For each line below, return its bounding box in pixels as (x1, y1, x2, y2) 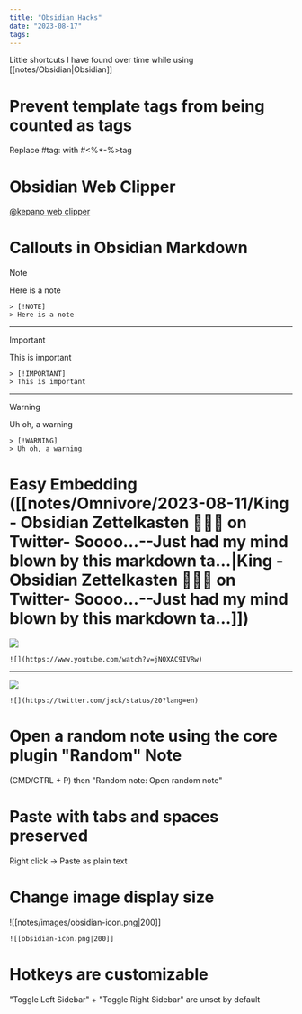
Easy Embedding (9, 474, 138, 495)
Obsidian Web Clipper (9, 177, 176, 196)
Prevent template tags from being (9, 96, 265, 116)
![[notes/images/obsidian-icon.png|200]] (9, 917, 162, 927)
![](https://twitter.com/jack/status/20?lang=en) (9, 696, 200, 706)
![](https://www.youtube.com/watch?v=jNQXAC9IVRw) (9, 655, 203, 664)
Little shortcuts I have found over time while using (9, 55, 194, 66)
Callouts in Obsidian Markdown (9, 238, 249, 258)
